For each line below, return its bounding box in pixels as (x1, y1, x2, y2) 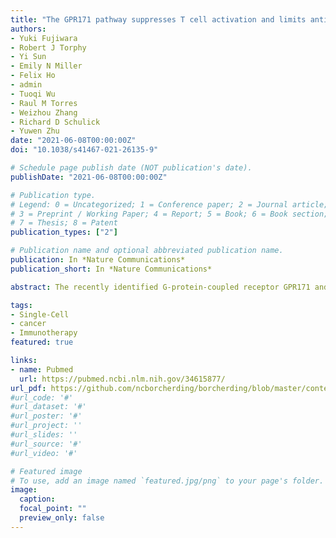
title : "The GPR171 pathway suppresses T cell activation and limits (10, 14, 307, 25)
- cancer (10, 319, 47, 329)
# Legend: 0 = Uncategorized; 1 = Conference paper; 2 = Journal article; (10, 199, 329, 210)
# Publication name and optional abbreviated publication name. (10, 246, 284, 256)
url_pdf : (10, 383, 47, 393)
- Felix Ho (10, 71, 56, 81)
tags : (10, 300, 33, 310)
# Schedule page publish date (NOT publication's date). (10, 163, 253, 173)
